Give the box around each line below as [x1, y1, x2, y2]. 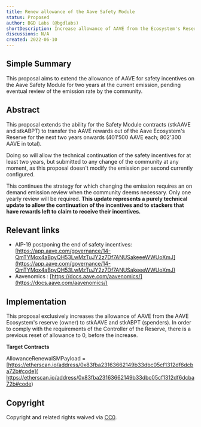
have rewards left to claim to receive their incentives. [6, 208, 141, 215]
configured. [6, 170, 35, 178]
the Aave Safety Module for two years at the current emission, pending [6, 81, 181, 88]
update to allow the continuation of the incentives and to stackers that [6, 202, 184, 209]
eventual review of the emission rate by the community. [6, 88, 143, 95]
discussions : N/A [6, 31, 50, 37]
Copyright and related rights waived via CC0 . [6, 414, 117, 421]
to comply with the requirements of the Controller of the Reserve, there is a [6, 325, 191, 333]
